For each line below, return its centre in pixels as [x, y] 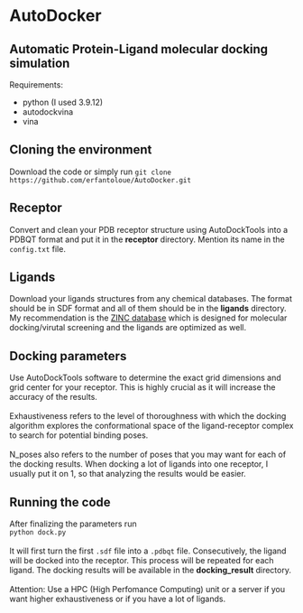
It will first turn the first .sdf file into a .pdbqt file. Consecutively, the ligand [148, 551]
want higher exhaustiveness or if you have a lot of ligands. [118, 599]
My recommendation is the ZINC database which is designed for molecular [148, 318]
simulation [40, 63]
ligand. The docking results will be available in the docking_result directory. [150, 571]
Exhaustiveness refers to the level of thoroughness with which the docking [148, 416]
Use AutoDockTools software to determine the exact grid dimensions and [145, 378]
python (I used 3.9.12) [63, 102]
